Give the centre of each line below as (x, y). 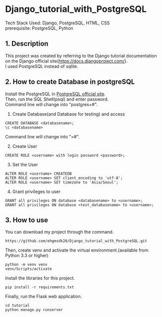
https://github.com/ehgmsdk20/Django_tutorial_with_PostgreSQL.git (76, 241)
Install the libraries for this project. (40, 278)
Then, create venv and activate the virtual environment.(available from (77, 250)
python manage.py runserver (34, 310)
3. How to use (27, 220)
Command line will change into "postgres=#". (52, 104)
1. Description (27, 44)
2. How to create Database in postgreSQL (70, 82)
